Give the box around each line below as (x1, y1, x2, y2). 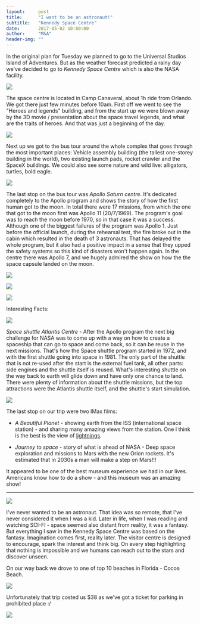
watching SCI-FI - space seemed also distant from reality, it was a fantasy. (6, 521, 189, 528)
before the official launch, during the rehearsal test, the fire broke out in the (6, 229, 191, 235)
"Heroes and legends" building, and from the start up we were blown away (6, 107, 189, 114)
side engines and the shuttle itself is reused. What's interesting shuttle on (6, 366, 186, 373)
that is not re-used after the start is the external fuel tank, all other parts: (6, 360, 183, 367)
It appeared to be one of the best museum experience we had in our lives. (6, 468, 187, 474)
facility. (6, 72, 24, 79)
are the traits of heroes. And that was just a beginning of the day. (6, 120, 165, 127)
